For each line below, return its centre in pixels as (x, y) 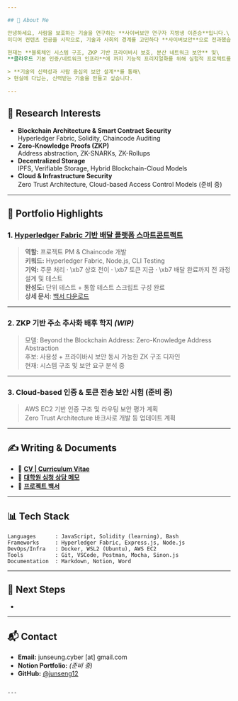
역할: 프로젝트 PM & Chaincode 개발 (75, 252)
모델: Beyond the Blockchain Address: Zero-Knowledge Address (118, 340)
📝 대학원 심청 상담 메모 (49, 477)
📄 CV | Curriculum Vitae (53, 469)
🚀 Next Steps (36, 589)
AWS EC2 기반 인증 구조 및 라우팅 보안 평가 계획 (91, 408)
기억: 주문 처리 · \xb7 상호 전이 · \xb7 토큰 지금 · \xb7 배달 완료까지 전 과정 (127, 270)
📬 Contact (32, 636)
